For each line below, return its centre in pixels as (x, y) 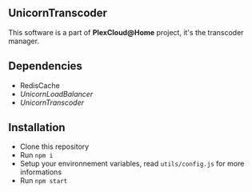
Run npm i (36, 155)
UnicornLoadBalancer (56, 94)
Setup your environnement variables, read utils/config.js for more (132, 164)
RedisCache (40, 85)
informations (41, 172)
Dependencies (45, 66)
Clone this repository (54, 146)
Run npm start (44, 181)
